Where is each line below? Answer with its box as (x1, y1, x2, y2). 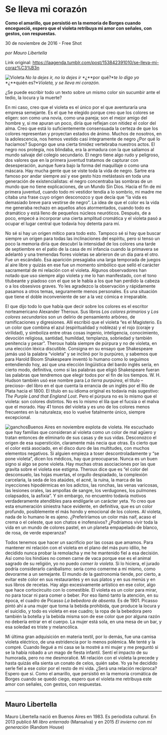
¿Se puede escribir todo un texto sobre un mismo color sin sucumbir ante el (5, 89, 161, 95)
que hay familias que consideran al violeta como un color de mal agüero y (5, 429, 157, 435)
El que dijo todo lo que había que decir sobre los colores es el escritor (5, 303, 148, 309)
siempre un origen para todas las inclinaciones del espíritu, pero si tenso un (5, 235, 160, 241)
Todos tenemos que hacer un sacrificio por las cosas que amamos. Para (5, 539, 153, 545)
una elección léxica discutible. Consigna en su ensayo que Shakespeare (5, 345, 153, 351)
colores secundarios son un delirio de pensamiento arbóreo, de (5, 314, 135, 319)
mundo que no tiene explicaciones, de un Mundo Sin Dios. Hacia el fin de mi (5, 183, 162, 190)
